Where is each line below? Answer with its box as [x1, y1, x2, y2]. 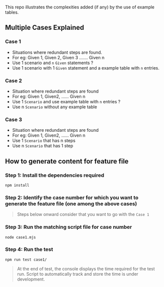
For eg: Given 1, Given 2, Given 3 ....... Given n [12, 54, 105, 60]
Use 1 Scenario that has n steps [12, 138, 76, 143]
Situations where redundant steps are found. [12, 49, 102, 55]
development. [17, 276, 45, 282]
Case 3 [5, 116, 22, 123]
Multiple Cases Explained [5, 24, 84, 32]
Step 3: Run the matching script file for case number [5, 224, 132, 231]
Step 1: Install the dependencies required [5, 171, 104, 178]
